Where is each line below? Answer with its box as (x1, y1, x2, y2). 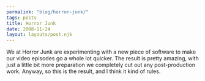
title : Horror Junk (6, 20, 56, 26)
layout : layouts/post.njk (6, 32, 72, 38)
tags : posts (6, 15, 37, 21)
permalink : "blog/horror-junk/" (6, 9, 89, 15)
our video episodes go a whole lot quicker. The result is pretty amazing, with (6, 55, 199, 62)
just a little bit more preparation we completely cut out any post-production (6, 62, 196, 69)
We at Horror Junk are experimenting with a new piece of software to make (6, 48, 196, 55)
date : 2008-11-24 (6, 26, 51, 32)
